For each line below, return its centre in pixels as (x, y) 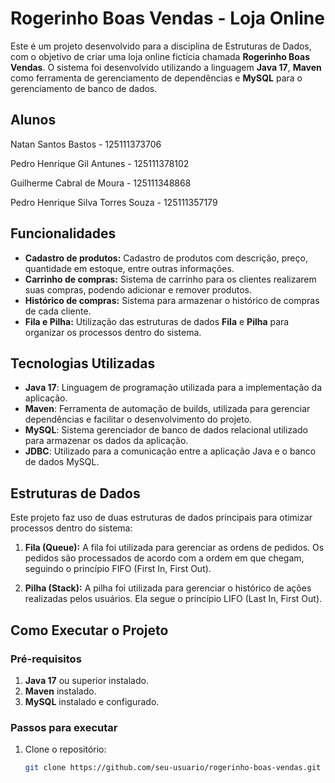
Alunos (33, 120)
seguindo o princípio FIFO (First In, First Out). (118, 569)
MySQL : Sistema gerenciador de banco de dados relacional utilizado (166, 430)
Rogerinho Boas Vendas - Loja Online (167, 18)
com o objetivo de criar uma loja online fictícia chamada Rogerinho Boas (160, 56)
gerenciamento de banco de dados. (84, 88)
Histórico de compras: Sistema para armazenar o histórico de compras (172, 300)
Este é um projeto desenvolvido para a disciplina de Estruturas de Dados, (161, 46)
